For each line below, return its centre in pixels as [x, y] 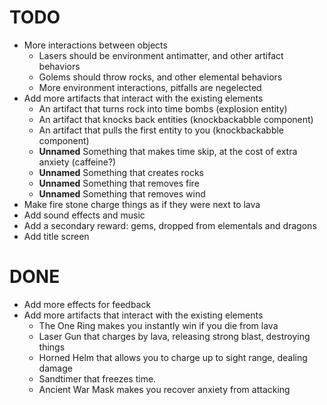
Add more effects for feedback [87, 304]
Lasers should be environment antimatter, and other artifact [161, 55]
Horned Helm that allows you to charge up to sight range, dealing [173, 357]
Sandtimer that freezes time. [97, 378]
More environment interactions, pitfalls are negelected [150, 87]
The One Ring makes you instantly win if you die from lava [158, 325]
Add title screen [56, 236]
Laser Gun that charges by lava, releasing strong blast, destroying [174, 336]
